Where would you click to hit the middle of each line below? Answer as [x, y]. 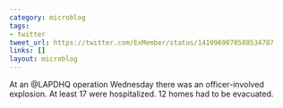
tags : [19, 26]
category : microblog [48, 17]
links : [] [28, 51]
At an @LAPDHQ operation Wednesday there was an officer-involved [137, 84]
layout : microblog [43, 59]
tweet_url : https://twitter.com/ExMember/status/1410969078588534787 [142, 42]
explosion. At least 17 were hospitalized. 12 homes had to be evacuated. [141, 94]
